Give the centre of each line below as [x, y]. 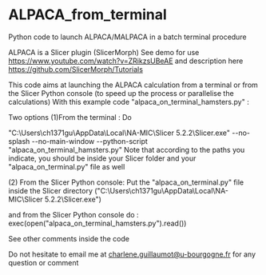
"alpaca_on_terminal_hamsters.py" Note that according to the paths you [127, 149]
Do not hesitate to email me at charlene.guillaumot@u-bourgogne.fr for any [132, 254]
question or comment [44, 262]
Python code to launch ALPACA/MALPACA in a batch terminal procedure [127, 37]
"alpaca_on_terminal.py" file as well [67, 166]
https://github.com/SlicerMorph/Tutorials [76, 69]
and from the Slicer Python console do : [73, 214]
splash [19, 141]
